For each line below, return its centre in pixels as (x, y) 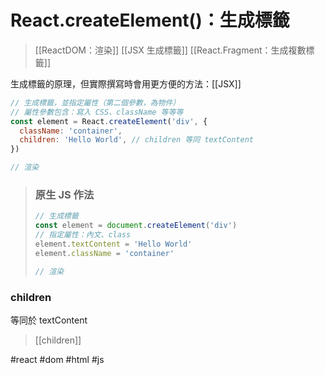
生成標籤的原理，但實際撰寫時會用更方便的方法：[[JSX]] (126, 83)
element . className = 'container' (104, 253)
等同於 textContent (49, 320)
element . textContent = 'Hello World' (113, 244)
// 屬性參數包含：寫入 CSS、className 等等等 (97, 112)
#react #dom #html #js (57, 359)
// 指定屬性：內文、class (83, 235)
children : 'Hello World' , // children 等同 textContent (136, 140)
